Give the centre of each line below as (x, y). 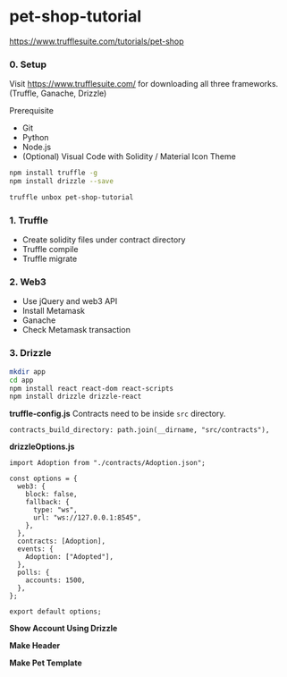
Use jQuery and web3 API (70, 301)
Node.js (37, 147)
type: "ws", (55, 510)
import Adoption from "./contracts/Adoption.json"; (107, 463)
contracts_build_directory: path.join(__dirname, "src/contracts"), (139, 430)
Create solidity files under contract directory (104, 240)
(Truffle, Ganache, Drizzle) (58, 93)
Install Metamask (53, 311)
